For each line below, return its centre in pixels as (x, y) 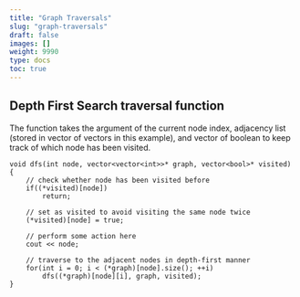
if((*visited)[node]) (67, 188)
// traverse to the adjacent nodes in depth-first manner (138, 260)
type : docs (30, 60)
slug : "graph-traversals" (58, 27)
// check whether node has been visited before (118, 180)
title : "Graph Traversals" (61, 18)
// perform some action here (81, 236)
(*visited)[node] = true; (75, 220)
